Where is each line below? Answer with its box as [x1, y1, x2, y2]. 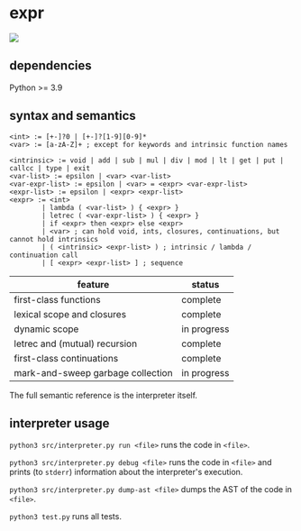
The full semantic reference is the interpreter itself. [9, 389, 198, 400]
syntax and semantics [9, 108, 137, 124]
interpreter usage [9, 416, 110, 431]
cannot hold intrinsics [9, 234, 99, 243]
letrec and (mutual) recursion [14, 337, 138, 350]
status [191, 278, 220, 290]
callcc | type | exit [9, 163, 91, 173]
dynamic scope [14, 323, 79, 335]
